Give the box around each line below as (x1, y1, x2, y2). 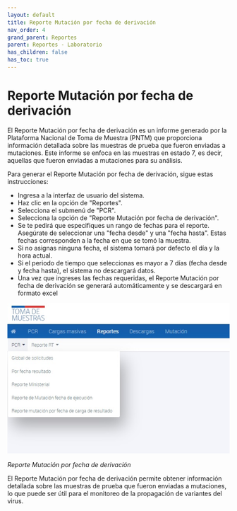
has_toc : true (7, 57, 49, 64)
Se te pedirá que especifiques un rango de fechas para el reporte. (17, 221, 210, 229)
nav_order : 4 (7, 26, 46, 33)
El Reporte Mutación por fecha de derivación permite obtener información (7, 474, 222, 483)
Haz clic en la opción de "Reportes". (17, 198, 123, 207)
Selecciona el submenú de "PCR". (17, 206, 116, 214)
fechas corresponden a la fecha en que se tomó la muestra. (17, 236, 192, 244)
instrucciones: (7, 177, 49, 185)
